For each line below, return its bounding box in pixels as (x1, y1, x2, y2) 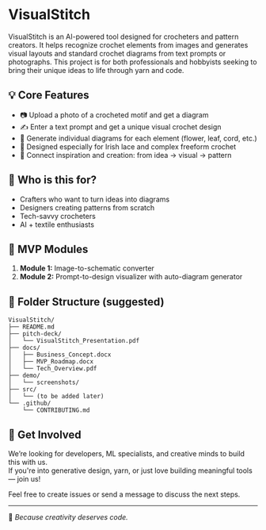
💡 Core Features (8, 89, 89, 102)
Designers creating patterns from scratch (19, 202, 155, 212)
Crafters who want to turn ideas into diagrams (19, 194, 170, 204)
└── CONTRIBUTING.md (22, 406, 90, 414)
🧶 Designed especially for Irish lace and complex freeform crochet (19, 141, 237, 152)
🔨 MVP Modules (8, 242, 89, 255)
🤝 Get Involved (8, 428, 82, 441)
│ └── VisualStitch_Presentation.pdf (8, 337, 140, 345)
